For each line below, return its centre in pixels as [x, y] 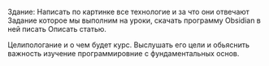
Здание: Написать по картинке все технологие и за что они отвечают [128, 12]
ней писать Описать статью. [57, 29]
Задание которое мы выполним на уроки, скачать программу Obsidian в [134, 20]
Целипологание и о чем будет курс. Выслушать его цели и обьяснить [128, 45]
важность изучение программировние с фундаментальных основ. [124, 53]
